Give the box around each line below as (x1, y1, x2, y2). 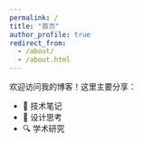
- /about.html (17, 55, 71, 64)
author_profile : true (9, 30, 91, 39)
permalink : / (9, 13, 59, 23)
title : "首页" (9, 22, 61, 31)
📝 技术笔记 (22, 100, 62, 111)
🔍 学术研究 (22, 123, 65, 134)
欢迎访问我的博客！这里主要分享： (9, 81, 137, 91)
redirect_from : (9, 38, 67, 48)
